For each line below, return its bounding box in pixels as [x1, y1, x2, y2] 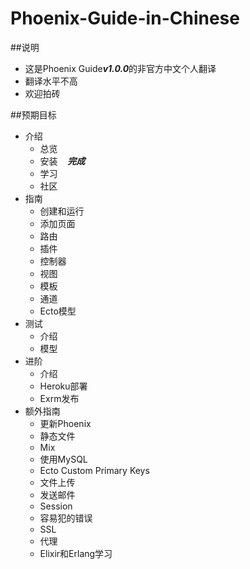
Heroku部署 [39, 380, 88, 392]
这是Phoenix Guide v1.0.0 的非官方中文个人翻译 [24, 62, 217, 74]
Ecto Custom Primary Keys [39, 464, 150, 476]
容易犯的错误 [39, 512, 93, 524]
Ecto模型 [39, 305, 77, 317]
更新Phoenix [39, 417, 92, 429]
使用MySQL [39, 453, 88, 465]
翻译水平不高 [24, 75, 78, 87]
